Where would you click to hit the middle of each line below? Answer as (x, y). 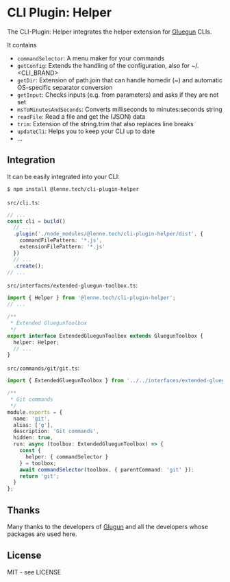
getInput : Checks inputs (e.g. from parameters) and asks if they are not (118, 95)
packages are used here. (42, 534)
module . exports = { (35, 412)
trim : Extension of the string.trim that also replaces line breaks (105, 124)
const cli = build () (37, 221)
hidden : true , (33, 438)
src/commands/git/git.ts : (43, 368)
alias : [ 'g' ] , (33, 425)
